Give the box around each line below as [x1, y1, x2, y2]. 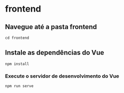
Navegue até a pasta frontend [5, 23, 97, 31]
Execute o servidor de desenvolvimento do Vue [5, 73, 120, 79]
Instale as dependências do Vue [5, 48, 105, 57]
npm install [5, 62, 29, 66]
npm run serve [5, 84, 34, 89]
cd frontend [5, 35, 29, 40]
